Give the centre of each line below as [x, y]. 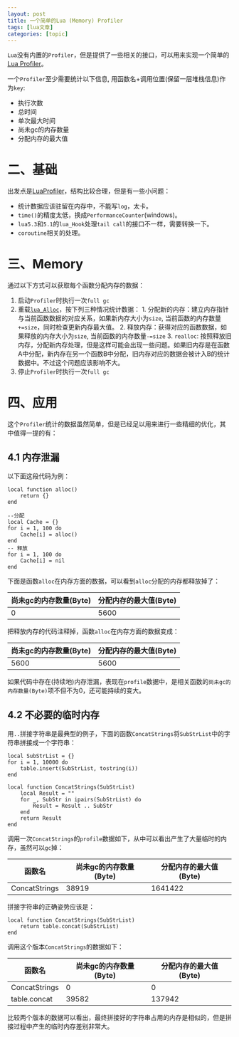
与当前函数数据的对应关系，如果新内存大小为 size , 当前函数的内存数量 [119, 318]
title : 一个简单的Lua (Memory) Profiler [65, 21]
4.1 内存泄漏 [33, 457]
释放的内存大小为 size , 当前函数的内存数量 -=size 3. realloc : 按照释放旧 [128, 336]
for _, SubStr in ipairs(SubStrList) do [81, 799]
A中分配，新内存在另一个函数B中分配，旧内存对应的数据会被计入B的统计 [123, 354]
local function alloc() [43, 489]
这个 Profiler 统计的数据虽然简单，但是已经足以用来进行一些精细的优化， [114, 424]
